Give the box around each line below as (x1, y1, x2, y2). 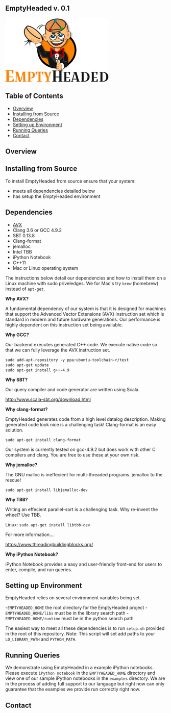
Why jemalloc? (5, 462, 38, 468)
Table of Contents (5, 92, 64, 100)
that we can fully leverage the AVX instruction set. (5, 347, 111, 353)
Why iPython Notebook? (5, 551, 59, 557)
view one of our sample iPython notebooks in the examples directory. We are (5, 675, 165, 681)
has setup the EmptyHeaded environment (12, 193, 101, 199)
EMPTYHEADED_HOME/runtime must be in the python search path (5, 616, 134, 622)
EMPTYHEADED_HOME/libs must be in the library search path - (5, 610, 129, 616)
